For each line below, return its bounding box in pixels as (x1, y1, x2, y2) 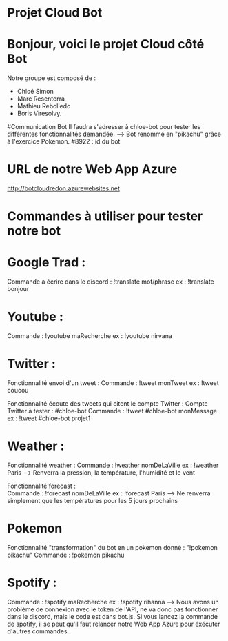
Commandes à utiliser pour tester (7, 208, 203, 224)
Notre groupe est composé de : (7, 74, 96, 82)
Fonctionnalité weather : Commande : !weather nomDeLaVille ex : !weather (7, 461, 219, 469)
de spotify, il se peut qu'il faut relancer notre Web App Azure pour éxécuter (7, 620, 220, 628)
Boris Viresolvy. (17, 109, 62, 118)
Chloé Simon (17, 88, 54, 96)
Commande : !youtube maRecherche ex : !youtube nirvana (7, 332, 172, 340)
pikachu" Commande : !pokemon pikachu (7, 551, 125, 559)
